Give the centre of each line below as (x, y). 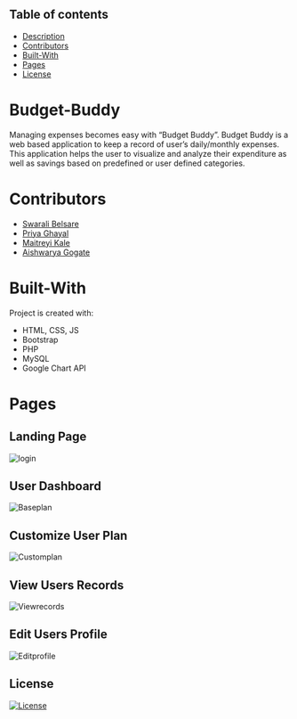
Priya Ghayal (45, 233)
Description (43, 36)
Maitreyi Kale (46, 242)
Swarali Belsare (51, 224)
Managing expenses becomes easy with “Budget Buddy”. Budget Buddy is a (149, 135)
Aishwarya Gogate (56, 252)
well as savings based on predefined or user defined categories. (127, 163)
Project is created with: (52, 313)
